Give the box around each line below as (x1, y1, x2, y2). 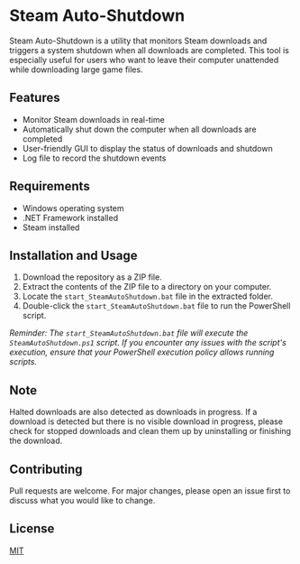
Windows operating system (22, 202, 124, 213)
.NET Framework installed (22, 212, 119, 223)
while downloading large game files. (9, 64, 143, 75)
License (9, 521, 55, 537)
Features (9, 90, 60, 106)
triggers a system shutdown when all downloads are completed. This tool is (9, 44, 290, 55)
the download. (9, 435, 63, 447)
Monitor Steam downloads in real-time (22, 114, 165, 125)
